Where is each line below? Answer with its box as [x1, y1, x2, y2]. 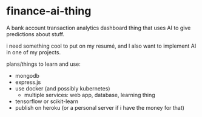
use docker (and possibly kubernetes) [15, 84, 110, 92]
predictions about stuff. [6, 30, 65, 37]
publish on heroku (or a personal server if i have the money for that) [15, 104, 185, 111]
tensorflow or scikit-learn [15, 98, 79, 105]
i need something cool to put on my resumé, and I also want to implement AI [6, 42, 197, 49]
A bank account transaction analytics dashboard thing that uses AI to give [6, 24, 191, 31]
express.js [15, 78, 41, 86]
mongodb [15, 72, 39, 79]
